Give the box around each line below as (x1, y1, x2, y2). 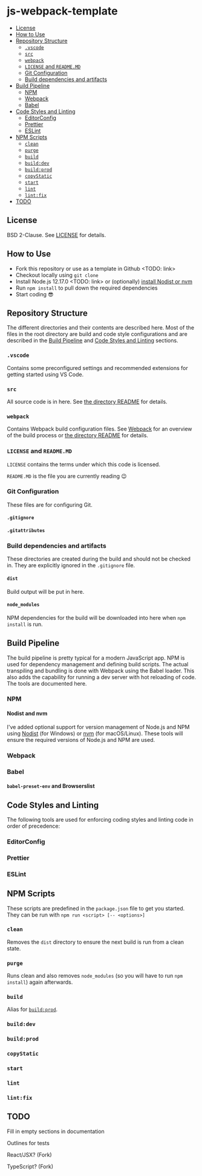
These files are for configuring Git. (7, 501, 93, 508)
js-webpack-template (7, 4, 118, 18)
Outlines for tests (7, 1139, 50, 1146)
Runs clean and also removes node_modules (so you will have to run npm (7, 972, 183, 979)
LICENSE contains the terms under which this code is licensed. (7, 461, 161, 468)
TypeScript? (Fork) (7, 1163, 54, 1170)
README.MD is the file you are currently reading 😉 (7, 472, 127, 479)
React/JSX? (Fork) (7, 1151, 52, 1158)
